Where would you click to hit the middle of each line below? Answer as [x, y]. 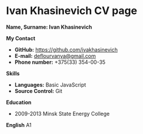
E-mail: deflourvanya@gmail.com [55, 56]
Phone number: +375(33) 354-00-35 [60, 62]
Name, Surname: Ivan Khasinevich [49, 27]
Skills [13, 73]
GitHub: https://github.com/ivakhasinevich [66, 49]
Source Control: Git [38, 91]
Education [19, 102]
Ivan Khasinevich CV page [72, 11]
